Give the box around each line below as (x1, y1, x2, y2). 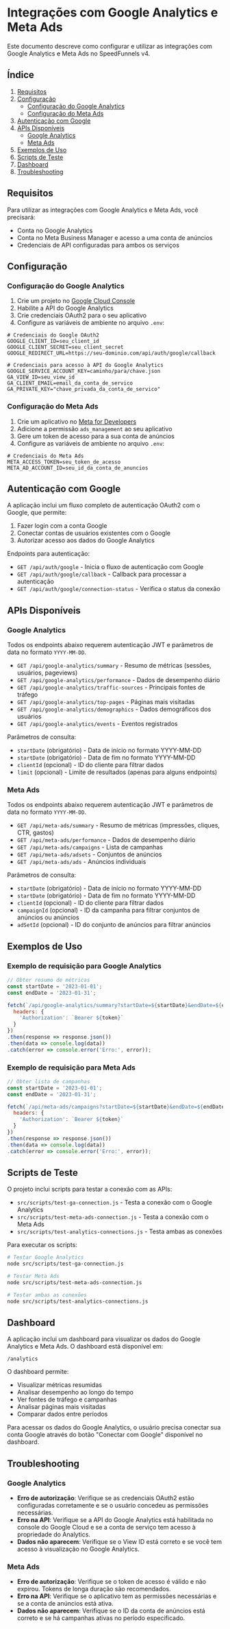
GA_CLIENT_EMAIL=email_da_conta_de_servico (7, 380, 133, 387)
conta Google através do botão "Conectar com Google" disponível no (7, 1431, 203, 1439)
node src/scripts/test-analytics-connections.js (7, 1298, 149, 1305)
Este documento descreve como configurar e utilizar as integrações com (7, 42, 212, 50)
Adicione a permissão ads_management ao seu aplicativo (16, 424, 172, 433)
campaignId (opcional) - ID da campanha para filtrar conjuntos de (16, 906, 200, 915)
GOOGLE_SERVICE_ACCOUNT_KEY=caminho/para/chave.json (7, 368, 161, 375)
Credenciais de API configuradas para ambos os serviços (16, 241, 180, 249)
